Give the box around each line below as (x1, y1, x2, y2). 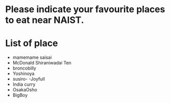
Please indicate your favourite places (5, 4, 165, 15)
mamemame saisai (12, 54, 52, 60)
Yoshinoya (12, 71, 35, 77)
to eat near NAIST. (5, 14, 84, 26)
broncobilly (12, 65, 37, 72)
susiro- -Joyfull (12, 76, 45, 82)
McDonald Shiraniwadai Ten (12, 60, 72, 66)
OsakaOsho (12, 87, 38, 93)
